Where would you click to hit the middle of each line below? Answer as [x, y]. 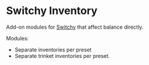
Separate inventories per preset [53, 49]
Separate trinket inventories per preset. [62, 56]
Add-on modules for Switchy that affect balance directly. [75, 27]
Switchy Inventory [52, 11]
